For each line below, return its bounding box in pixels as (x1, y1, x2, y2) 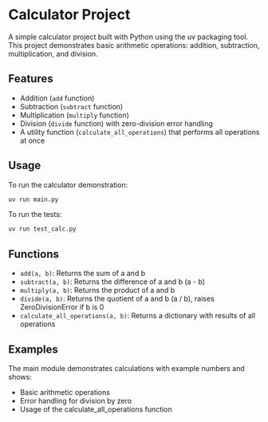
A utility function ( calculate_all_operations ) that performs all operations (19, 127, 260, 136)
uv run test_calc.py (8, 225, 77, 233)
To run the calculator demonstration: (8, 179, 128, 189)
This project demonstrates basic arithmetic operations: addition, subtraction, (8, 40, 260, 49)
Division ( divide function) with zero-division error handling (19, 118, 214, 128)
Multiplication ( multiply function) (19, 110, 130, 120)
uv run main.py (8, 195, 59, 203)
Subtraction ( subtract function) (19, 101, 124, 111)
